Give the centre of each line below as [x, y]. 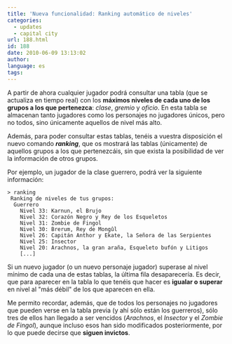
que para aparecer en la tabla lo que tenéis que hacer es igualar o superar [115, 282]
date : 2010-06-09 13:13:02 [47, 53]
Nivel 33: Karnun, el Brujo [61, 211]
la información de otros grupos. [53, 158]
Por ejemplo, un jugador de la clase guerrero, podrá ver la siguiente [105, 172]
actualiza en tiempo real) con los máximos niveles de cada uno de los [109, 100]
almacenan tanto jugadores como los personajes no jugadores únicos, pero [116, 115]
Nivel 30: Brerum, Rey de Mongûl [69, 229]
